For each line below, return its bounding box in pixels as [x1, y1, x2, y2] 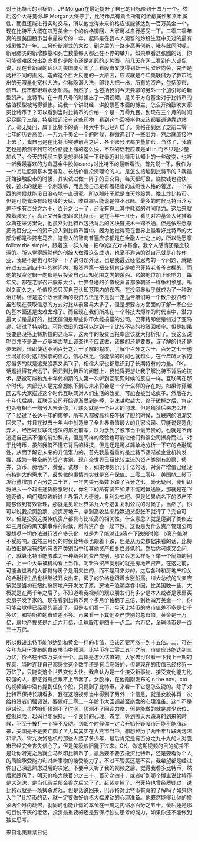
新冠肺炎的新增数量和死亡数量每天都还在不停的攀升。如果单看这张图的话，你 [6, 50, 192, 56]
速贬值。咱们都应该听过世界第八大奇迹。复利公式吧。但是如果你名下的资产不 [6, 493, 192, 500]
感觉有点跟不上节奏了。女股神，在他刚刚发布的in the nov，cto [37, 676, 187, 682]
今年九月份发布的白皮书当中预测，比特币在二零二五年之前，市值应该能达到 [6, 646, 187, 653]
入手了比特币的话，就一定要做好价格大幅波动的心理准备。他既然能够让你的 [6, 794, 187, 801]
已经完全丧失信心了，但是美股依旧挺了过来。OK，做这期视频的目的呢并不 [11, 742, 190, 749]
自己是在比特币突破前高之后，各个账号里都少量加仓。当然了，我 [31, 138, 187, 145]
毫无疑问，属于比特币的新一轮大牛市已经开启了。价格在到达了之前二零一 [16, 124, 192, 130]
